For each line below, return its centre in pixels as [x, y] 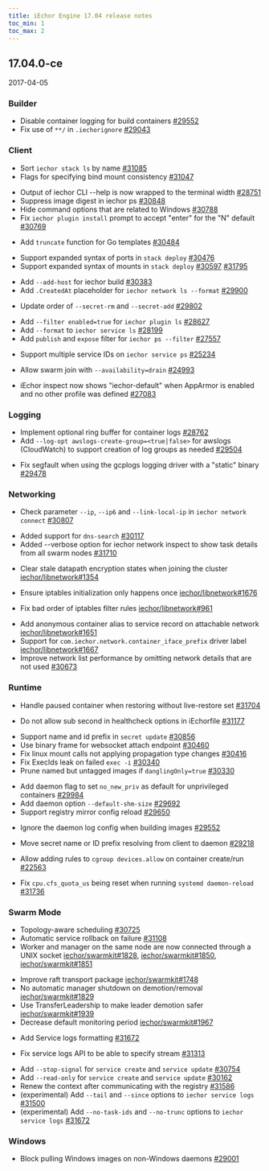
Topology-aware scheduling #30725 [80, 930]
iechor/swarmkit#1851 [56, 963]
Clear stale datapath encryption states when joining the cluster [124, 569]
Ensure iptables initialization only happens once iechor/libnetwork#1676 [139, 593]
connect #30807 [47, 521]
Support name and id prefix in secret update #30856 [108, 736]
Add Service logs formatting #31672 [79, 1037]
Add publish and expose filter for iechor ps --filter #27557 [120, 338]
